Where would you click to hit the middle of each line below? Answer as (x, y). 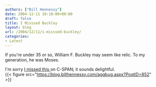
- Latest (14, 41)
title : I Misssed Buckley (31, 23)
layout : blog (18, 28)
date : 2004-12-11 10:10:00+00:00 (39, 14)
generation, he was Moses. (32, 60)
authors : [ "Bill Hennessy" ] (34, 9)
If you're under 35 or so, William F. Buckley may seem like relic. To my (75, 55)
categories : (17, 37)
